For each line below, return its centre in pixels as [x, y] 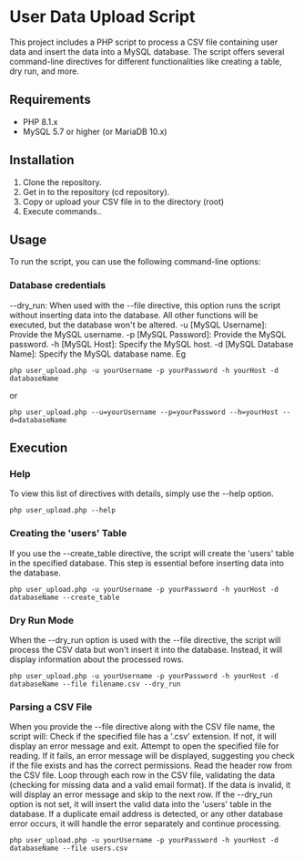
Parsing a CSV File [51, 707]
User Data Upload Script [102, 17]
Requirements [50, 100]
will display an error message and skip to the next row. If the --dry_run [141, 794]
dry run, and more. [45, 71]
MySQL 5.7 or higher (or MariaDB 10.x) [95, 131]
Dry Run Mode [42, 620]
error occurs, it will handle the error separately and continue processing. [146, 824]
